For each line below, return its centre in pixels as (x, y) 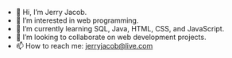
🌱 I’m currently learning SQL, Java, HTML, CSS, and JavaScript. (120, 29)
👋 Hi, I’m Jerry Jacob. (51, 12)
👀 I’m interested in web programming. (77, 20)
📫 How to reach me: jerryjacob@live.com (84, 46)
